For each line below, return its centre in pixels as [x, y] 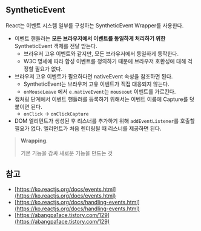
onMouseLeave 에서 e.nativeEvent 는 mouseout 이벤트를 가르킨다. [100, 91]
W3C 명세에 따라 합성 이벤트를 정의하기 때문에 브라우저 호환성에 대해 [105, 61]
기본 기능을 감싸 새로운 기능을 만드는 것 [67, 153]
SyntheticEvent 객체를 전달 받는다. [56, 46]
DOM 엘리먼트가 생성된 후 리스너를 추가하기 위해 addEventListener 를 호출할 [104, 120]
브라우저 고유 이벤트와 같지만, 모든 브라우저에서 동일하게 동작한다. [101, 53]
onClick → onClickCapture [56, 113]
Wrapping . [34, 140]
